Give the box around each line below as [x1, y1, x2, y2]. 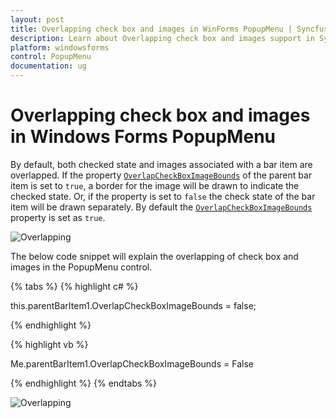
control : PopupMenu [10, 52, 92, 62]
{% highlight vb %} [10, 338, 89, 350]
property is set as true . [10, 211, 106, 223]
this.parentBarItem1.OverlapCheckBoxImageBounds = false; [10, 299, 257, 311]
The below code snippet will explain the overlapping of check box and [10, 250, 299, 262]
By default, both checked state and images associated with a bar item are [10, 158, 313, 170]
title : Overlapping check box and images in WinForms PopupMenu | [10, 24, 293, 34]
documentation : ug [10, 61, 87, 71]
